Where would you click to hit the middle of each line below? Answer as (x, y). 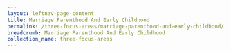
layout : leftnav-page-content (51, 13)
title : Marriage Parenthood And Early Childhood (78, 20)
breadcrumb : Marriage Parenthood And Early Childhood (86, 33)
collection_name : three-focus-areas (60, 39)
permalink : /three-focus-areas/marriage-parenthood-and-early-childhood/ (116, 26)
